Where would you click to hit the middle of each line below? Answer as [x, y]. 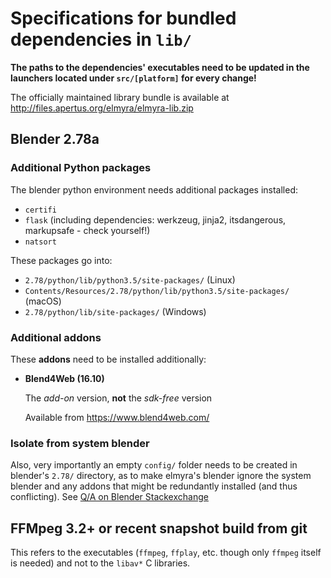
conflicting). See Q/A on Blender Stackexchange [109, 497]
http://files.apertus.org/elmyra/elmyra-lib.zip [102, 108]
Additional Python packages [81, 168]
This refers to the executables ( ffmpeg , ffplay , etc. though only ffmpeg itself [166, 553]
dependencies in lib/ [101, 39]
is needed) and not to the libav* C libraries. [100, 563]
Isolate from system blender [80, 443]
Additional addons [56, 337]
